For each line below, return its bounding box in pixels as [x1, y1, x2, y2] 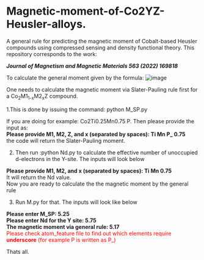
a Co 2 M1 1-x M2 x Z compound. [6, 92, 78, 101]
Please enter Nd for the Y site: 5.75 [6, 217, 97, 224]
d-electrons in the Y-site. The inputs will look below [15, 155, 145, 162]
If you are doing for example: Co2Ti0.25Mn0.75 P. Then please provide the [6, 117, 194, 125]
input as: [6, 124, 29, 131]
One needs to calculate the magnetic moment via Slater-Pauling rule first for [6, 85, 198, 93]
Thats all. [6, 248, 29, 255]
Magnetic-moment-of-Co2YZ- [6, 4, 165, 18]
